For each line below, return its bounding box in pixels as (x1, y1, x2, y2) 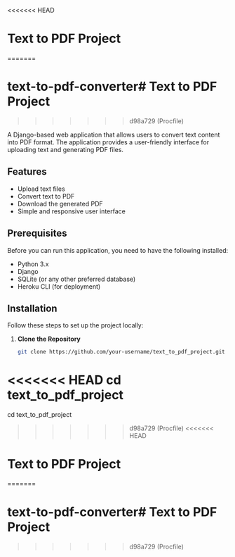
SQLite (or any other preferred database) (17, 275, 136, 283)
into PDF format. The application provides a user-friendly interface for (7, 137, 209, 146)
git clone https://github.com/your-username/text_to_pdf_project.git (17, 349, 226, 356)
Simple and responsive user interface (17, 207, 126, 215)
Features (7, 165, 47, 178)
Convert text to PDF (17, 192, 75, 200)
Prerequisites (7, 227, 67, 239)
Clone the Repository (17, 334, 81, 344)
